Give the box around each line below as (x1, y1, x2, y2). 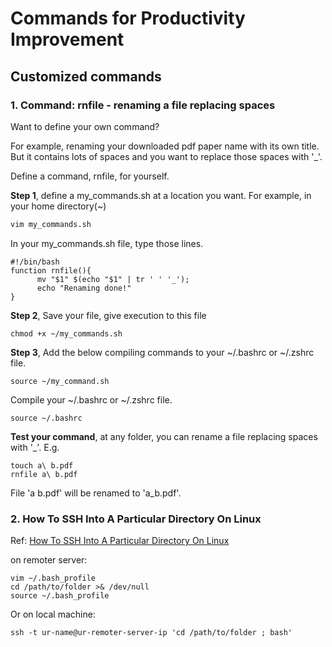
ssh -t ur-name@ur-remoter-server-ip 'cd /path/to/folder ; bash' (10, 628, 293, 638)
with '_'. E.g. (10, 441, 60, 453)
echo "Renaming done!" (36, 283, 132, 293)
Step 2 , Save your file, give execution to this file (10, 309, 207, 321)
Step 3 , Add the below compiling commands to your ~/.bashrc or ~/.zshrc (10, 346, 315, 358)
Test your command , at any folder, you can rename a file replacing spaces (10, 430, 318, 442)
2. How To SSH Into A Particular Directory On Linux (10, 512, 262, 526)
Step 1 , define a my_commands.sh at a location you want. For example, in (10, 189, 312, 201)
